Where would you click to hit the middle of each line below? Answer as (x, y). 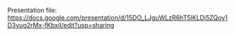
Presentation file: (32, 10)
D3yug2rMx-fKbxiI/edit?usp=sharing (61, 25)
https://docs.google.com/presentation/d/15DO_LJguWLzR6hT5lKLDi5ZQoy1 (117, 18)
